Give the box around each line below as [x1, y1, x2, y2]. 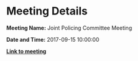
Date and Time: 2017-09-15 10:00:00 [6, 36, 99, 43]
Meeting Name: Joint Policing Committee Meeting [6, 24, 133, 31]
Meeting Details [6, 4, 88, 18]
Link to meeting [6, 47, 47, 55]
